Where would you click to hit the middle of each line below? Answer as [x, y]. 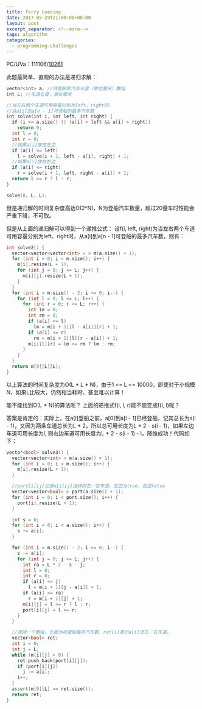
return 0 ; [30, 128]
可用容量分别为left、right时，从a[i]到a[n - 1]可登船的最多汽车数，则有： [96, 236]
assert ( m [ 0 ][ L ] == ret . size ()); [53, 689]
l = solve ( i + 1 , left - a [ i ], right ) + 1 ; [73, 156]
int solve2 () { [26, 247]
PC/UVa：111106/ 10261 [35, 64]
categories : [21, 40]
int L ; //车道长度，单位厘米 [39, 94]
